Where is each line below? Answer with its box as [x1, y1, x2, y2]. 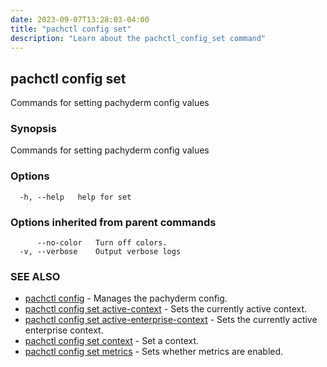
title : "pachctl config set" [10, 24, 132, 34]
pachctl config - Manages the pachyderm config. [24, 292, 228, 305]
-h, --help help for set [19, 192, 132, 202]
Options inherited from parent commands [10, 215, 217, 229]
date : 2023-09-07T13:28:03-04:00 [10, 14, 150, 25]
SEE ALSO [10, 270, 61, 283]
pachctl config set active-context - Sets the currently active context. [24, 303, 308, 315]
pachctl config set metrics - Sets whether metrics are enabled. [24, 346, 284, 358]
